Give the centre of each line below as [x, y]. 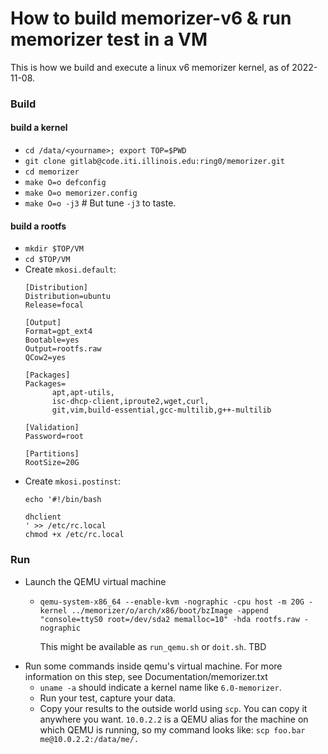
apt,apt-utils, [83, 393]
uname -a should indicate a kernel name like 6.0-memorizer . [160, 687]
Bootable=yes [52, 340]
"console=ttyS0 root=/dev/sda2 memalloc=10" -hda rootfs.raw [169, 619]
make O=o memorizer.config [81, 193]
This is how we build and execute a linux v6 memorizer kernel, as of [150, 67]
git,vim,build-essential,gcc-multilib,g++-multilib [161, 410]
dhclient [43, 517]
